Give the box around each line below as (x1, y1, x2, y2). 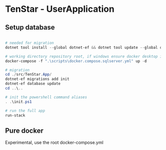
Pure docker (5, 126, 43, 135)
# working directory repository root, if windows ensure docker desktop (5, 54, 158, 59)
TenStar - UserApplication (5, 3, 115, 15)
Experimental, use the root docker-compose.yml (5, 140, 104, 146)
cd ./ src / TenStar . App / (5, 72, 52, 77)
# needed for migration (5, 40, 54, 45)
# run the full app (5, 108, 45, 113)
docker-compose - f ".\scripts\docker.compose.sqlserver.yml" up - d (5, 58, 147, 64)
